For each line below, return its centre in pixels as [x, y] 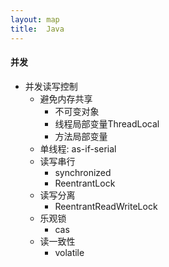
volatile [69, 252]
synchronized [83, 172]
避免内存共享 [66, 98]
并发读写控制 [51, 86]
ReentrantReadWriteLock [106, 206]
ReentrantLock [85, 183]
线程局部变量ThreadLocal [107, 123]
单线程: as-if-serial [78, 148]
